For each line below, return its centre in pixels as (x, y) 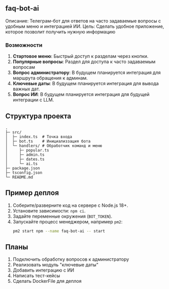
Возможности (24, 45)
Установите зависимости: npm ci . (49, 210)
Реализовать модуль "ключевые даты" (55, 265)
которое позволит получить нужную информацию (60, 32)
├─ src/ (14, 132)
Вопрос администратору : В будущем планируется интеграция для (87, 73)
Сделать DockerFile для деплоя (47, 281)
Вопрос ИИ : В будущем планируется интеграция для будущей (81, 94)
